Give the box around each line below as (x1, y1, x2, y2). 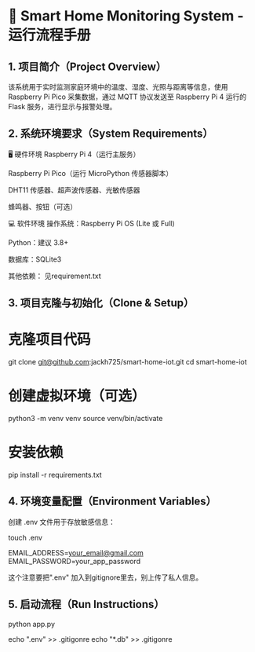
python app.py (8, 619, 56, 628)
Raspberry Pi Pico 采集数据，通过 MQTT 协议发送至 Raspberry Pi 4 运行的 (8, 92, 247, 101)
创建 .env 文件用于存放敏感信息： (8, 517, 116, 526)
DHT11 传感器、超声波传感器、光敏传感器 (8, 185, 140, 195)
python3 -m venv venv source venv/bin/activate (8, 414, 163, 423)
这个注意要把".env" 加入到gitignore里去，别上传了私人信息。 (8, 573, 203, 582)
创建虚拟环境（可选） (8, 387, 147, 405)
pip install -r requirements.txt (8, 471, 102, 480)
